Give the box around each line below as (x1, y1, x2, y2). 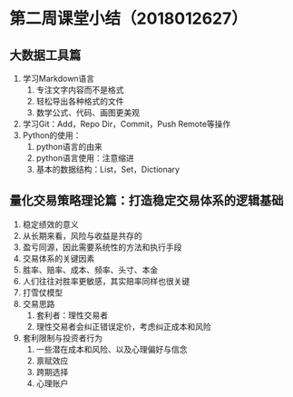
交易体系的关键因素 (22, 253, 95, 263)
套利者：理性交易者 (35, 310, 109, 321)
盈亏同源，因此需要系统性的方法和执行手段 (22, 242, 182, 253)
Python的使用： (22, 130, 82, 141)
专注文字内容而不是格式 (35, 84, 124, 95)
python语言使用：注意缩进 (35, 153, 134, 164)
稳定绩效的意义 (22, 219, 79, 230)
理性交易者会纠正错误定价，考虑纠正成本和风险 (35, 321, 211, 332)
